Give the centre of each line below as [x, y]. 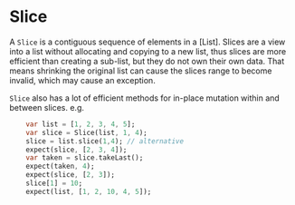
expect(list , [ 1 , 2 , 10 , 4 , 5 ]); [89, 191]
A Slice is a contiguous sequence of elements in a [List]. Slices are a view [147, 42]
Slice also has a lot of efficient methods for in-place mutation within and [145, 98]
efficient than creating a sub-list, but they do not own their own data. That [147, 61]
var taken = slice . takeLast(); [85, 158]
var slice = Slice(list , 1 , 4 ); [86, 132]
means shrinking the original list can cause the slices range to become [141, 71]
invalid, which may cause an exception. [82, 80]
